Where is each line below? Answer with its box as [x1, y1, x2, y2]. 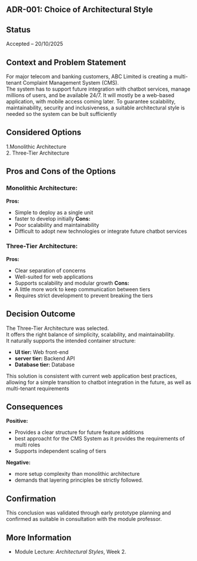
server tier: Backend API [14, 355, 75, 362]
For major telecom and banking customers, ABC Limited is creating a [6, 73, 172, 80]
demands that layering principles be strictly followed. [14, 476, 143, 484]
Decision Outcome [6, 309, 75, 319]
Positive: [6, 418, 28, 425]
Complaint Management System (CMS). [22, 79, 119, 86]
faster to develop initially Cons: [14, 215, 91, 222]
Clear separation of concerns [14, 267, 86, 274]
